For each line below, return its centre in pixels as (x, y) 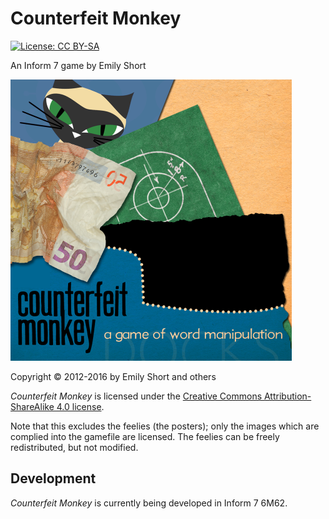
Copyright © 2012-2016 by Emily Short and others (113, 376)
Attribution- (287, 396)
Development (53, 478)
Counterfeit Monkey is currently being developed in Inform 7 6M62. (149, 503)
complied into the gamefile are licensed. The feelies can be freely (145, 436)
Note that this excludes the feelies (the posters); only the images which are (165, 426)
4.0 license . (80, 406)
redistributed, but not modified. (74, 447)
